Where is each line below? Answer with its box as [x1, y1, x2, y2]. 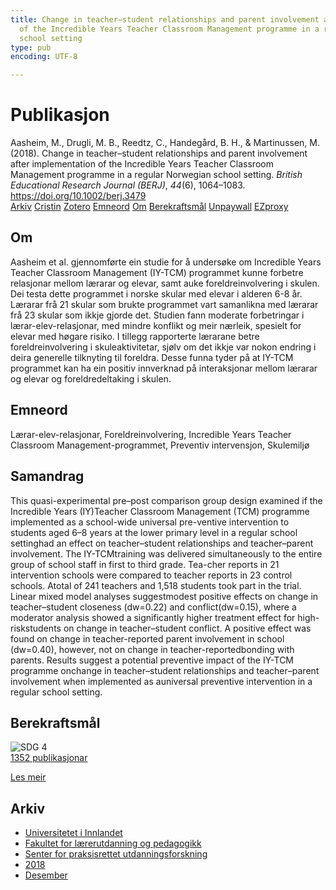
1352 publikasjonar [10, 752, 88, 764]
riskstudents [10, 622, 62, 634]
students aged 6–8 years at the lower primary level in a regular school [10, 526, 298, 538]
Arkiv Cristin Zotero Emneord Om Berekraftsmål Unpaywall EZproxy [10, 201, 289, 213]
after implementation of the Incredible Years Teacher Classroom [10, 158, 274, 170]
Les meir [10, 771, 47, 783]
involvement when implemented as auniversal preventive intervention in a [10, 675, 313, 687]
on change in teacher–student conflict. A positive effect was [63, 622, 312, 634]
